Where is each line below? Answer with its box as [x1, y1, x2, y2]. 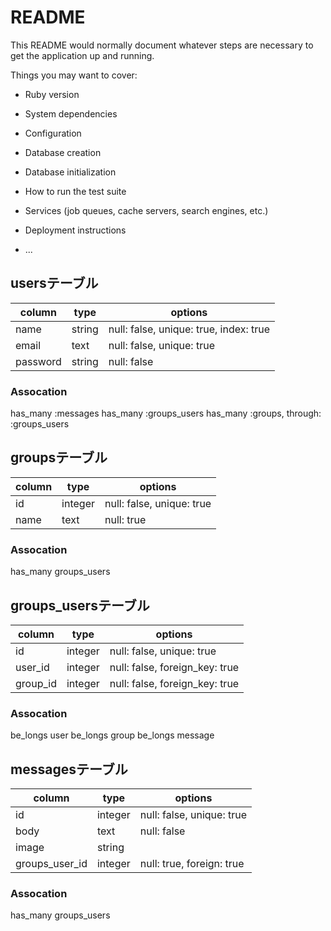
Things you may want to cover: [10, 69, 138, 81]
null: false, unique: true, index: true [108, 322, 271, 336]
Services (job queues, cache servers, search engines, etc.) [24, 204, 269, 216]
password [15, 354, 62, 368]
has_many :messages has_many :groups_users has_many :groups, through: [10, 407, 322, 420]
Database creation [24, 146, 102, 158]
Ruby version [24, 88, 80, 100]
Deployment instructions [24, 224, 127, 236]
